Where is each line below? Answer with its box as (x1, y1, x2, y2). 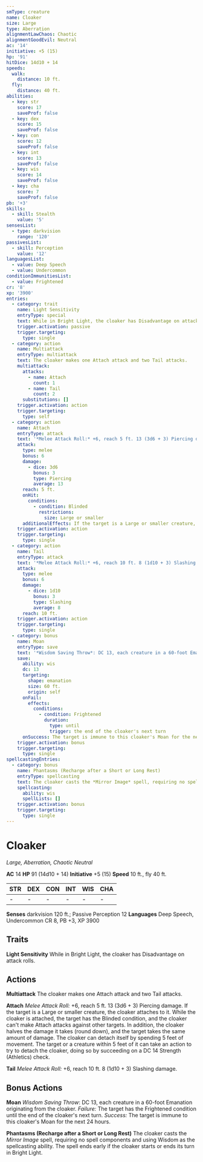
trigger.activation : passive (17, 323, 91, 329)
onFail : (22, 695, 42, 701)
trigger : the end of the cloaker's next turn (49, 728, 166, 735)
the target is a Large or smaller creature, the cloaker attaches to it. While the (6, 1008, 196, 1016)
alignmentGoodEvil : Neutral (6, 37, 77, 43)
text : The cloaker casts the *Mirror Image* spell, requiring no (17, 779, 185, 785)
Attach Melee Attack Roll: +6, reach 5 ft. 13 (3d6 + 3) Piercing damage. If (6, 1002, 188, 1010)
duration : (44, 717, 69, 723)
